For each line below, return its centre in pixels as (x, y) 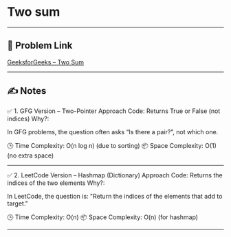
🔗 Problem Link (40, 46)
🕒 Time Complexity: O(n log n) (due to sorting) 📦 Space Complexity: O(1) (112, 145)
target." (18, 203)
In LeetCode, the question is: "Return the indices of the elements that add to (115, 196)
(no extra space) (31, 155)
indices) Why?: (28, 118)
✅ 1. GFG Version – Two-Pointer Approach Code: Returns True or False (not (114, 111)
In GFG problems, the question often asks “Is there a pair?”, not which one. (113, 132)
